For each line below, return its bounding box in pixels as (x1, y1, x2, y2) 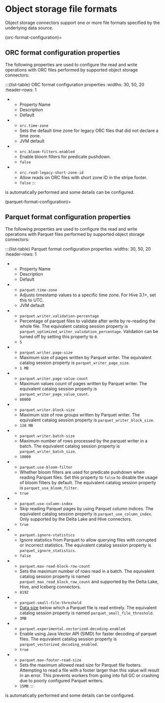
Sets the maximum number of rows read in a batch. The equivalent (19, 568, 155, 574)
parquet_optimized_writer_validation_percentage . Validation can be (19, 328, 159, 334)
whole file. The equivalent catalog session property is (19, 323, 128, 329)
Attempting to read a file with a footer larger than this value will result (19, 667, 160, 673)
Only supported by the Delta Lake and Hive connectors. (19, 516, 133, 522)
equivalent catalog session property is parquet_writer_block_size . (19, 417, 155, 423)
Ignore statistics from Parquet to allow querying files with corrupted (19, 537, 157, 543)
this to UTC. (19, 297, 44, 303)
